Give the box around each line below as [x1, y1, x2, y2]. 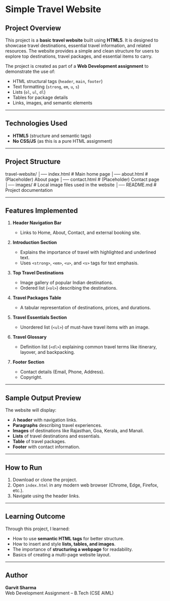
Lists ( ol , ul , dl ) [12, 89, 46, 95]
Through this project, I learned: [5, 526, 70, 532]
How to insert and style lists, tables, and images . [12, 541, 116, 547]
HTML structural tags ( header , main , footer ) [12, 78, 103, 84]
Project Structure [5, 157, 61, 166]
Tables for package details [12, 95, 68, 100]
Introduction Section [12, 239, 57, 246]
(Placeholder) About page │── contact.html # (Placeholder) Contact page [5, 176, 159, 182]
